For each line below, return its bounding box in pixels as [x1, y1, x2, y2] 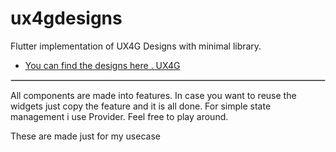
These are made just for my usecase [10, 130, 161, 142]
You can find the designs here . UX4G [24, 59, 181, 71]
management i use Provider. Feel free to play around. [10, 110, 229, 122]
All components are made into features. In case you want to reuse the [10, 89, 297, 101]
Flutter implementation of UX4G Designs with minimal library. [10, 40, 262, 52]
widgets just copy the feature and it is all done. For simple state [10, 100, 272, 112]
